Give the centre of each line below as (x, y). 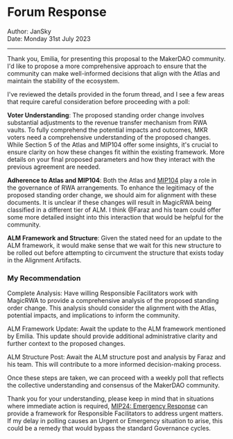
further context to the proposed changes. (66, 344)
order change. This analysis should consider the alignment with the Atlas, (112, 308)
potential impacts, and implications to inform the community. (94, 315)
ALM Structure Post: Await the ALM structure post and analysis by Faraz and (116, 357)
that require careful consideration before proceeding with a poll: (99, 101)
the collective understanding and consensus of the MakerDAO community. (114, 386)
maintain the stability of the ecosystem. (63, 81)
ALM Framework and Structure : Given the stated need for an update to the (115, 238)
